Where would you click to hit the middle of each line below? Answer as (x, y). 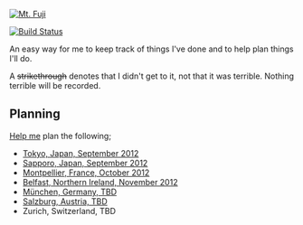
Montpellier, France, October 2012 (86, 173)
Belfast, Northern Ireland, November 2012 (100, 182)
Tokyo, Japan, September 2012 (80, 153)
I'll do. (21, 58)
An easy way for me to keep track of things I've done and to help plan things (151, 49)
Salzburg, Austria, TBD (65, 201)
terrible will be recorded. (55, 85)
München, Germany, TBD (70, 192)
